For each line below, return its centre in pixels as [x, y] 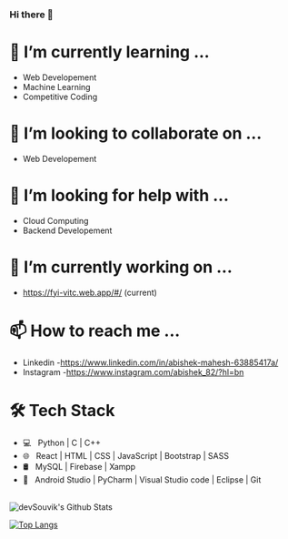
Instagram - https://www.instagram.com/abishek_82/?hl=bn [133, 371]
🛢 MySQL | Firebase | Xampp [79, 466]
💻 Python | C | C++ [62, 442]
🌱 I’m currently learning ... [110, 52]
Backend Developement [67, 230]
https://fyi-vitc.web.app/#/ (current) [89, 292]
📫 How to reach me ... [95, 331]
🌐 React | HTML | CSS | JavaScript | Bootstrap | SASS [126, 455]
